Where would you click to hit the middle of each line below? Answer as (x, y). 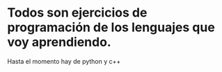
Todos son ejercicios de (77, 13)
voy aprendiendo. (59, 42)
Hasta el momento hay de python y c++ (64, 61)
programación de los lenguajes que (111, 27)
